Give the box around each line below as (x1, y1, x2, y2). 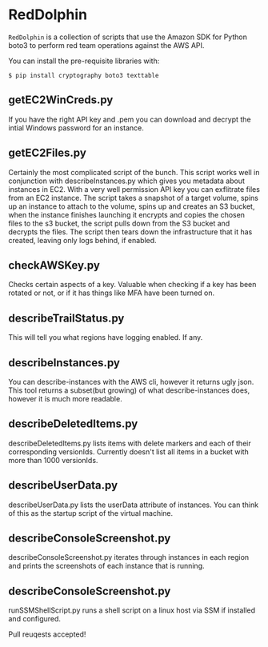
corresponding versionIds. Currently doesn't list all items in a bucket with (8, 446, 250, 457)
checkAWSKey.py (8, 258, 100, 272)
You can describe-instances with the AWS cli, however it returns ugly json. (8, 377, 254, 386)
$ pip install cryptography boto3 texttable (8, 71, 159, 79)
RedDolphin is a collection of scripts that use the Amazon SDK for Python (8, 32, 248, 42)
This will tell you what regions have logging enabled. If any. (8, 333, 203, 342)
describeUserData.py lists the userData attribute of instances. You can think (8, 500, 258, 509)
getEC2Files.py (8, 146, 86, 160)
